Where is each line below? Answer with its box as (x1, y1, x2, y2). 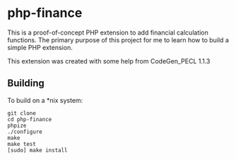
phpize (7, 122, 27, 129)
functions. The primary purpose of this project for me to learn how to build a (7, 35, 230, 44)
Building (7, 78, 45, 90)
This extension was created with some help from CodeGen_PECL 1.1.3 (7, 56, 211, 65)
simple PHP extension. (7, 43, 73, 51)
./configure (7, 128, 42, 135)
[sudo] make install (7, 147, 69, 154)
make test (7, 140, 37, 147)
